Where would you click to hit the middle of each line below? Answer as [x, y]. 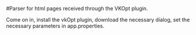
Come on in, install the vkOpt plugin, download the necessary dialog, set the [98, 20]
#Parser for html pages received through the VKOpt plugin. [77, 8]
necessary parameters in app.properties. [55, 26]
